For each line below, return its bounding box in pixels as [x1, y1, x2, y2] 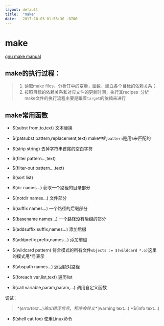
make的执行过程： [5, 69, 61, 77]
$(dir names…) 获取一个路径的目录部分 [12, 184, 91, 190]
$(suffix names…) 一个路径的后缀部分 [12, 205, 88, 211]
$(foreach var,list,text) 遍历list [12, 274, 72, 280]
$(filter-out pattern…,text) [12, 165, 65, 171]
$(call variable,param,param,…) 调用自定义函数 [12, 284, 107, 290]
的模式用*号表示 [12, 253, 45, 259]
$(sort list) [12, 175, 33, 180]
